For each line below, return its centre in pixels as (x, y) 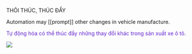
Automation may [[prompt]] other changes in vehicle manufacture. (88, 22)
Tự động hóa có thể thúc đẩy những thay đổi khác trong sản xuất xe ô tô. (96, 33)
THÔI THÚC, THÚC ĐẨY (36, 10)
